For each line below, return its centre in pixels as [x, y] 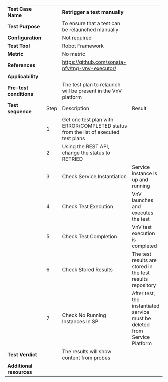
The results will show [87, 351]
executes [143, 213]
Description [76, 108]
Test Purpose [24, 27]
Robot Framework [83, 46]
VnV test [142, 227]
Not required [77, 38]
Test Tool [19, 46]
